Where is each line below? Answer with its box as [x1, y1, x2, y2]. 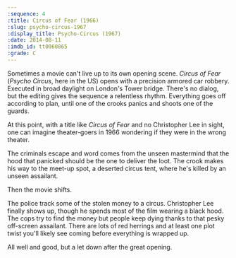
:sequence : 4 [7, 10, 46, 18]
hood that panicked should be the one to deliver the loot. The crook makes [7, 156, 224, 165]
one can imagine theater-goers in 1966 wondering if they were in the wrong [7, 128, 227, 136]
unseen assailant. [7, 171, 58, 180]
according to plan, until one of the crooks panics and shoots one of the [7, 99, 213, 107]
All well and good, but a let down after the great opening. [7, 242, 173, 251]
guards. [7, 107, 30, 115]
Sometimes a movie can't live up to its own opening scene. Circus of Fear [7, 69, 221, 78]
